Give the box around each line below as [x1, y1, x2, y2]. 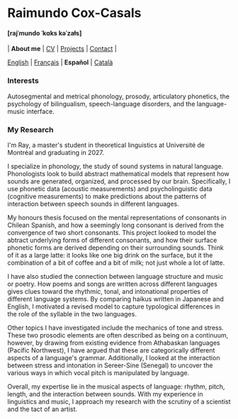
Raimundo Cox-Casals [7, 5, 142, 21]
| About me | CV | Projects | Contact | [7, 45, 117, 53]
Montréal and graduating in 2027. [7, 148, 104, 156]
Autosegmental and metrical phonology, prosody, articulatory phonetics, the [7, 92, 230, 101]
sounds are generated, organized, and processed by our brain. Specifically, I [7, 177, 231, 185]
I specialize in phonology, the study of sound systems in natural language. [7, 161, 224, 171]
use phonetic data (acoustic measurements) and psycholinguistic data [7, 184, 212, 193]
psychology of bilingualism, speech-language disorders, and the [7, 99, 195, 108]
